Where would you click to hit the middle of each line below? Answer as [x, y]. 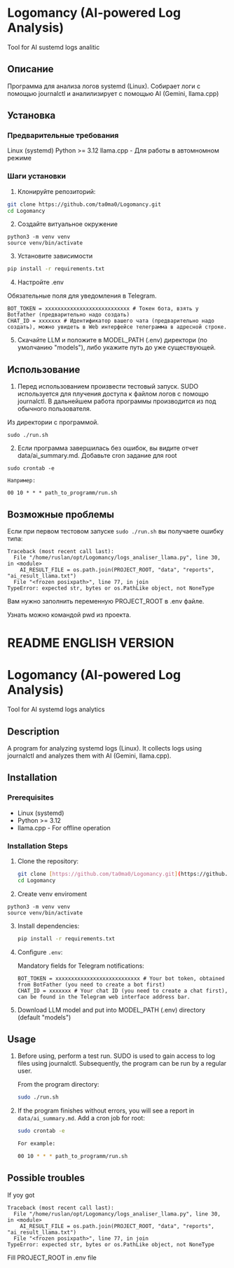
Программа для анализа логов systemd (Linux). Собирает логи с [104, 86]
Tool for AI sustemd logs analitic [54, 47]
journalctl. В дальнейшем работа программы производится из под [117, 401]
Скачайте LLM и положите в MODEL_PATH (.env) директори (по [112, 340]
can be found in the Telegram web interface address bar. [104, 997]
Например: [22, 481]
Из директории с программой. [53, 422]
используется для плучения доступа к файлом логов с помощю [113, 394]
